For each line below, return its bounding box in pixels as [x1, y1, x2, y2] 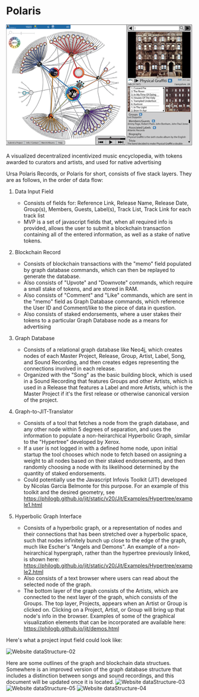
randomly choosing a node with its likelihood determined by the [23, 463, 179, 471]
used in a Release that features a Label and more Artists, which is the [23, 384, 192, 391]
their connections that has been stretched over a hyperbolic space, [23, 530, 188, 538]
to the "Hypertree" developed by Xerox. [23, 439, 121, 446]
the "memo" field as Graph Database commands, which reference [23, 298, 185, 305]
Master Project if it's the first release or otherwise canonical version [23, 390, 190, 398]
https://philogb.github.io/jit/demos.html [23, 625, 120, 632]
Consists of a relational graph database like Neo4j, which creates [23, 346, 182, 353]
